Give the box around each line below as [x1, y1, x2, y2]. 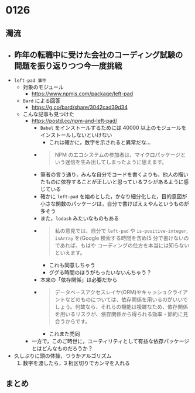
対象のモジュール [22, 84, 64, 91]
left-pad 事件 [13, 78, 47, 84]
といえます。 [54, 249, 85, 256]
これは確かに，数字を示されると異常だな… [49, 139, 151, 146]
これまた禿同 [49, 330, 80, 337]
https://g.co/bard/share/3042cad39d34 [31, 104, 128, 111]
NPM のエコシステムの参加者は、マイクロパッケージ [54, 151, 181, 158]
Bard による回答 [22, 97, 61, 104]
